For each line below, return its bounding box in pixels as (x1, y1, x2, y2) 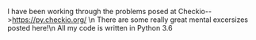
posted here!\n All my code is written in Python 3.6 (7, 24, 173, 32)
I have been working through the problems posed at (7, 7, 177, 16)
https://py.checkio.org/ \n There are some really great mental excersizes (12, 15, 249, 24)
